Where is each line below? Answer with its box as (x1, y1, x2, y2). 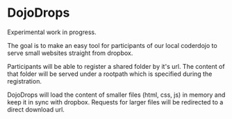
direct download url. (7, 105, 65, 113)
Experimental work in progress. (7, 28, 97, 36)
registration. (7, 77, 42, 85)
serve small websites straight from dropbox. (7, 49, 133, 57)
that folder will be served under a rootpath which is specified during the (7, 70, 213, 78)
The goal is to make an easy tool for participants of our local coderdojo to (7, 41, 217, 49)
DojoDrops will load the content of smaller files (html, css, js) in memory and (7, 90, 226, 99)
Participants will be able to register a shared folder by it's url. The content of (7, 62, 225, 70)
